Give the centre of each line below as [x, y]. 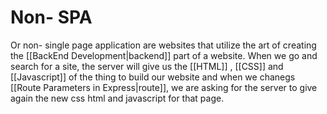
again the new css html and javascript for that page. [117, 98]
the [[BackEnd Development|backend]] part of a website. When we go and [164, 55]
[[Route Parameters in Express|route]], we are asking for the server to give [164, 87]
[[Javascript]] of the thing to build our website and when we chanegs [153, 77]
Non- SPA [51, 17]
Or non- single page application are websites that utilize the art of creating [163, 45]
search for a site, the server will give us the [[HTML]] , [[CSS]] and [147, 66]
